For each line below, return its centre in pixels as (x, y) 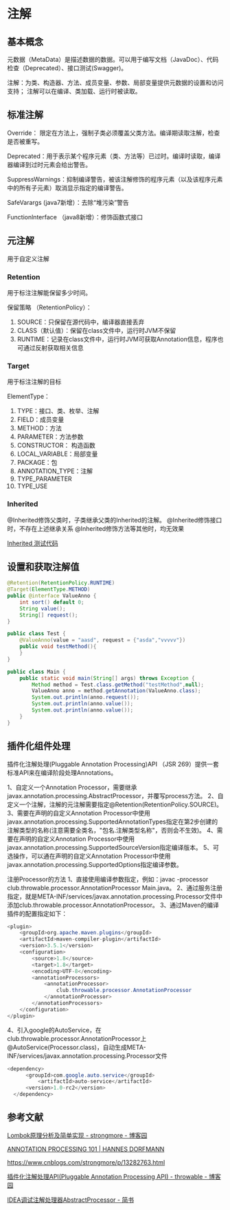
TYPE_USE (32, 486)
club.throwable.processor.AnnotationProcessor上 (77, 1038)
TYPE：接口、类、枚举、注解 (58, 411)
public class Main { (37, 672)
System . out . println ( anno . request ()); (85, 697)
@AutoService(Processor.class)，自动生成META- (77, 1047)
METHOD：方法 (39, 428)
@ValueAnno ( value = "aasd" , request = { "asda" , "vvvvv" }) (103, 640)
